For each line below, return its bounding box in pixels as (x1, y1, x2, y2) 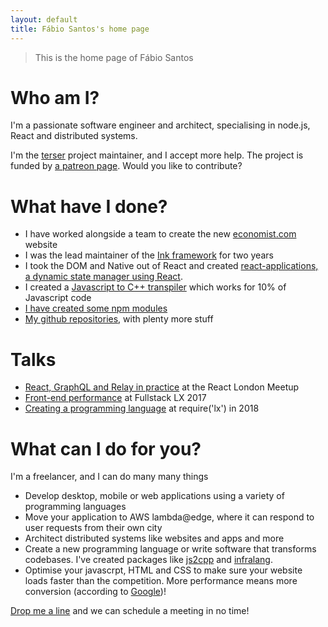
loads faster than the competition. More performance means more (24, 575, 298, 587)
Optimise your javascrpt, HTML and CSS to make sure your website (24, 564, 303, 576)
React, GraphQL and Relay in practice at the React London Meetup (24, 381, 300, 393)
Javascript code (24, 292, 92, 304)
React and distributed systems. (10, 130, 138, 142)
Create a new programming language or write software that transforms (24, 543, 317, 555)
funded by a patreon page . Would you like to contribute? (10, 160, 243, 172)
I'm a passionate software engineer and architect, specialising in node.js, (10, 119, 311, 131)
